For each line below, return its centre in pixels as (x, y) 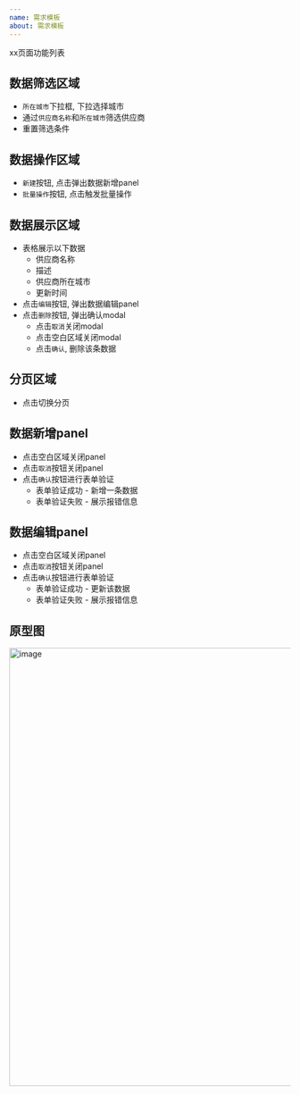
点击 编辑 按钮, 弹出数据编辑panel (80, 304)
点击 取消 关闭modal (69, 326)
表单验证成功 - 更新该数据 (83, 589)
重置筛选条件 (46, 129)
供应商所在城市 (63, 281)
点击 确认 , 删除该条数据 (76, 348)
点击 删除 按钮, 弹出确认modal (74, 314)
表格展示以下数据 (54, 247)
